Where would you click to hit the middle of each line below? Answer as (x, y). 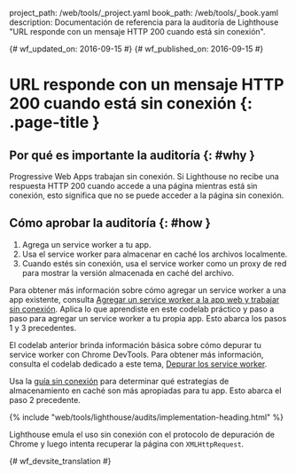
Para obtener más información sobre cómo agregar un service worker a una (148, 290)
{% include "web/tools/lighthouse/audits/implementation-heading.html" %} (147, 417)
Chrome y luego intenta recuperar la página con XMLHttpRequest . (127, 444)
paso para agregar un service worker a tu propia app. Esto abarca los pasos (148, 318)
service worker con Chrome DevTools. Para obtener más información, (136, 354)
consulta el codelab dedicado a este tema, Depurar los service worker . (138, 364)
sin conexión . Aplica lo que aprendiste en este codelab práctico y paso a (142, 309)
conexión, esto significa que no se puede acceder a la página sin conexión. (147, 195)
